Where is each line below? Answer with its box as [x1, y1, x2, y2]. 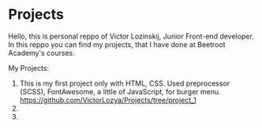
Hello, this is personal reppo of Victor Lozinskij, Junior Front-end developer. [8, 31, 254, 41]
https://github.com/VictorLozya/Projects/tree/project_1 [19, 95, 197, 104]
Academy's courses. [8, 48, 75, 57]
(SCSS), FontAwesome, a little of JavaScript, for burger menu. [19, 86, 221, 96]
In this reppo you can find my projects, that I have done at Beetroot [8, 39, 226, 49]
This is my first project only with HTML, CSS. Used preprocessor [19, 79, 230, 88]
